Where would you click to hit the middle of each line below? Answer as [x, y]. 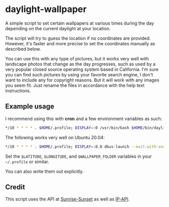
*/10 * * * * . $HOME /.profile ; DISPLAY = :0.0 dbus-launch [67, 147]
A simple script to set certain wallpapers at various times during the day [80, 23]
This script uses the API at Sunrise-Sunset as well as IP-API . [67, 199]
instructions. [18, 90]
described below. [23, 49]
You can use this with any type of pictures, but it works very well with [77, 58]
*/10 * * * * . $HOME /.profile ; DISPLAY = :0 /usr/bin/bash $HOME [74, 128]
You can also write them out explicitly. [45, 171]
